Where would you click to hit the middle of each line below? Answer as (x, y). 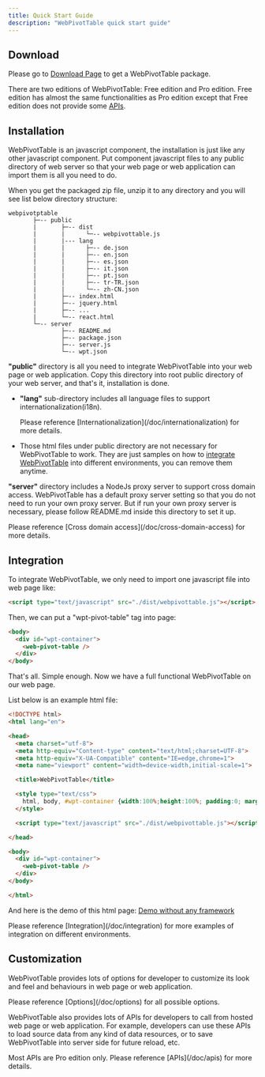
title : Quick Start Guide (50, 15)
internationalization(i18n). (61, 407)
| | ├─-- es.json (80, 262)
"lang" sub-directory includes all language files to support (115, 399)
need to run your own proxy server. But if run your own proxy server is (122, 504)
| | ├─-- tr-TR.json (86, 283)
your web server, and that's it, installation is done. (89, 384)
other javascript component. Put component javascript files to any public (126, 158)
